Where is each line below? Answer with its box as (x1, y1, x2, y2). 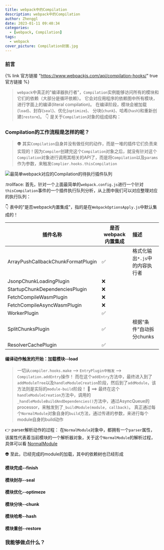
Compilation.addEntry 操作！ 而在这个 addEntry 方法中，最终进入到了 (17, 374, 153, 380)
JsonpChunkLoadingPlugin (7, 278, 70, 285)
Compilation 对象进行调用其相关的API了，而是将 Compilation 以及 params (17, 155, 158, 161)
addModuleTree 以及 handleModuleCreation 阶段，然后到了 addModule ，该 (17, 380, 156, 386)
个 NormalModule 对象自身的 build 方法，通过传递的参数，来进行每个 (17, 410, 149, 416)
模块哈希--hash (5, 513, 37, 519)
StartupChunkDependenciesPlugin (7, 286, 87, 293)
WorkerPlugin (7, 310, 39, 316)
